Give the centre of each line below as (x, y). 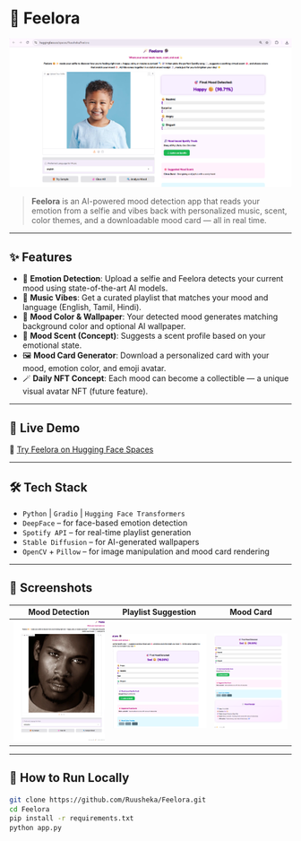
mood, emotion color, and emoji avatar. (94, 368)
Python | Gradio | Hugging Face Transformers (103, 513)
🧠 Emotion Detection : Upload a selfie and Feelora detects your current (153, 279)
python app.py (36, 828)
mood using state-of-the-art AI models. (95, 288)
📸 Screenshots (51, 588)
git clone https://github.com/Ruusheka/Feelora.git (107, 800)
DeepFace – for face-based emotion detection (105, 523)
